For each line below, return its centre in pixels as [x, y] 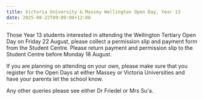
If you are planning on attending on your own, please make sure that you [97, 66]
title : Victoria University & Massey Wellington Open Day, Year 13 [94, 12]
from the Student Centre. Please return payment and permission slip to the [100, 48]
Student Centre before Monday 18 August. [59, 54]
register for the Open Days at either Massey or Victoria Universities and [96, 72]
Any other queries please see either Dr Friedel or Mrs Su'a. [80, 90]
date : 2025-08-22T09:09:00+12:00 [49, 18]
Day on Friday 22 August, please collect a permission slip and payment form [102, 41]
